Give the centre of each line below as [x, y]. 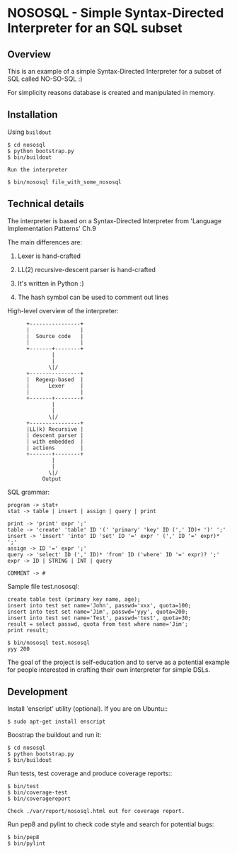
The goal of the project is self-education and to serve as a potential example [118, 662]
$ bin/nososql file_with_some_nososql [64, 182]
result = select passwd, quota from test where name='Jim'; [98, 624]
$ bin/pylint [27, 844]
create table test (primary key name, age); [74, 599]
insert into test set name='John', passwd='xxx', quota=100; [99, 605]
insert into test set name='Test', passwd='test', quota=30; [99, 618]
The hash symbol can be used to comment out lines [93, 297]
